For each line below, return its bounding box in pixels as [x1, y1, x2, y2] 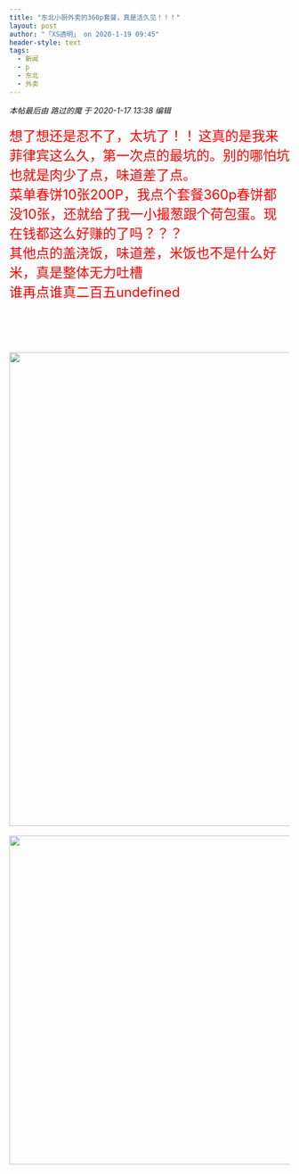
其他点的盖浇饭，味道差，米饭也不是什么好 [9, 244, 277, 261]
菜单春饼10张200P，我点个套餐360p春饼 [9, 186, 264, 203]
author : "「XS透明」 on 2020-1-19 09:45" [9, 29, 160, 38]
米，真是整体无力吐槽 [9, 264, 143, 281]
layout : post [9, 21, 58, 30]
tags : [9, 46, 29, 55]
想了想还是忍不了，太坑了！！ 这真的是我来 [9, 127, 279, 145]
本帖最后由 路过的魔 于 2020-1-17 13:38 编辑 [9, 104, 172, 116]
